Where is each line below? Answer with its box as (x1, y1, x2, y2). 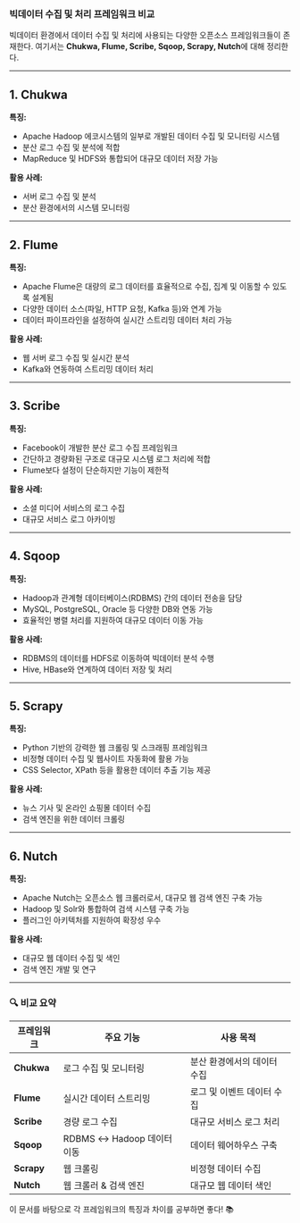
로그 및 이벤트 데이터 (190, 1085, 272, 1098)
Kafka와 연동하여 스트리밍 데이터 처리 (21, 364, 154, 374)
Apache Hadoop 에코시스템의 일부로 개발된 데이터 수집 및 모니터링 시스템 (21, 131, 280, 142)
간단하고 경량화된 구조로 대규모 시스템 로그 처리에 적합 (21, 453, 212, 464)
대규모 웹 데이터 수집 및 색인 (21, 953, 121, 964)
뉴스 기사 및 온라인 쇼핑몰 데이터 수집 (21, 802, 152, 814)
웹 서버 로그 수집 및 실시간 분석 (21, 352, 129, 363)
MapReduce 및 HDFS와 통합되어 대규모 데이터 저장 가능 (21, 154, 219, 164)
